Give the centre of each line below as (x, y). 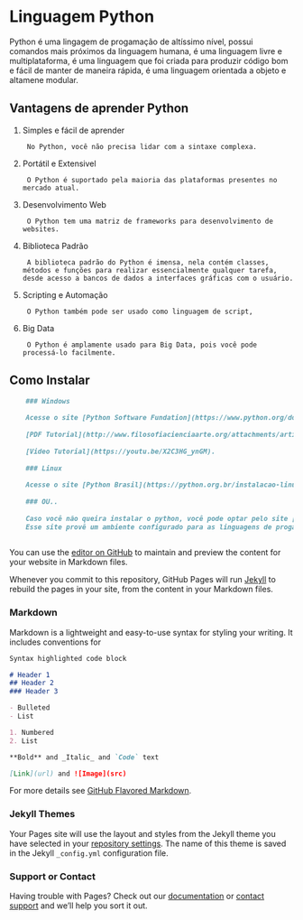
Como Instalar (50, 381)
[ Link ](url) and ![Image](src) (68, 774)
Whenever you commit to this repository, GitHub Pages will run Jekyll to (143, 580)
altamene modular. (44, 79)
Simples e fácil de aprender (73, 130)
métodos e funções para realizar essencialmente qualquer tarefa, (150, 270)
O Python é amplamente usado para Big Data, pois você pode (142, 345)
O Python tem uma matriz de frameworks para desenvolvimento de (150, 221)
